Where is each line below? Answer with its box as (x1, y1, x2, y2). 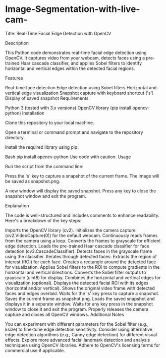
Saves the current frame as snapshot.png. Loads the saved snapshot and (5, 296, 155, 301)
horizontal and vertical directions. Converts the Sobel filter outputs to (5, 269, 146, 275)
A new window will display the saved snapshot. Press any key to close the (5, 187, 156, 194)
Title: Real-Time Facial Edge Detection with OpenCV (5, 30, 111, 36)
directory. (5, 134, 25, 140)
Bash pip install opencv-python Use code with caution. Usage (5, 154, 131, 160)
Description (5, 40, 29, 46)
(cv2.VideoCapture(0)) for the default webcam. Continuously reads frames (5, 232, 158, 239)
